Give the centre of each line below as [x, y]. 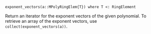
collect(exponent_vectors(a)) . [36, 26]
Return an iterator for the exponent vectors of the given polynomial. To [76, 16]
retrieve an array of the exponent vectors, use [51, 21]
